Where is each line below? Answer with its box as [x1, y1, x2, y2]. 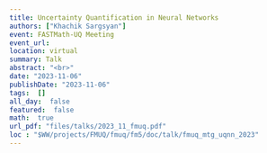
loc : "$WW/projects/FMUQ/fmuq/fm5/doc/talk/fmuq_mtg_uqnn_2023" [9, 130, 259, 139]
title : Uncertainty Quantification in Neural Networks [9, 13, 219, 22]
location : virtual [9, 47, 78, 56]
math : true [9, 113, 54, 122]
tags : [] [9, 88, 47, 97]
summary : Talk [9, 55, 63, 64]
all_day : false [9, 96, 70, 106]
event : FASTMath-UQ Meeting [9, 30, 115, 39]
